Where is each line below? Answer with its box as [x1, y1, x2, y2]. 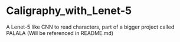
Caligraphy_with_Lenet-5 [6, 4, 132, 17]
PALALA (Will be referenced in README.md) [6, 29, 114, 36]
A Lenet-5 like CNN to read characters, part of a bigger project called [6, 23, 175, 30]
